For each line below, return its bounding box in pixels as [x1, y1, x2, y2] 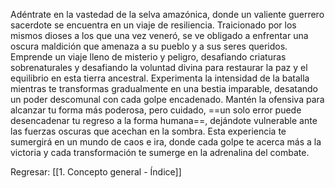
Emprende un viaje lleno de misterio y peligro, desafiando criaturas [10, 51, 287, 63]
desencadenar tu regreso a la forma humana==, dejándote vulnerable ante [10, 115, 318, 126]
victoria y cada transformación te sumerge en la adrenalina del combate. [10, 147, 310, 158]
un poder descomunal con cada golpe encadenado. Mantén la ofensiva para [10, 94, 325, 105]
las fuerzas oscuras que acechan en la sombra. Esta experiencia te [10, 125, 287, 137]
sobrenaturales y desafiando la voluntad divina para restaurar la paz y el [10, 62, 308, 73]
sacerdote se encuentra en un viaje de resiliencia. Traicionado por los [10, 19, 297, 31]
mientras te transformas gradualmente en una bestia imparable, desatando [10, 83, 319, 94]
